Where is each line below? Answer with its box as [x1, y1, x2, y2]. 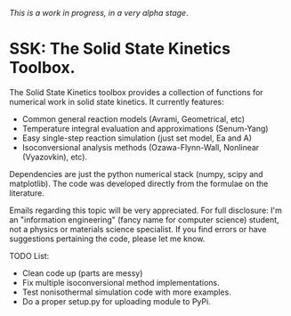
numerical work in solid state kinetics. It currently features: [9, 96, 224, 107]
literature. [9, 187, 44, 199]
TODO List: [9, 250, 50, 261]
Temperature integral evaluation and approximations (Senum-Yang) [21, 123, 269, 134]
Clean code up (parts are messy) [21, 267, 143, 279]
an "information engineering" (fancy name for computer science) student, [9, 214, 279, 225]
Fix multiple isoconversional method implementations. [21, 277, 220, 288]
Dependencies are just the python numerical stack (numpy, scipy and [9, 168, 264, 179]
